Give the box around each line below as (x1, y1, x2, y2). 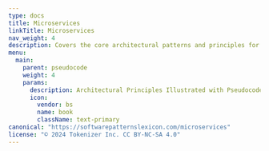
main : (15, 57, 34, 65)
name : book (37, 109, 74, 117)
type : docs (8, 11, 45, 20)
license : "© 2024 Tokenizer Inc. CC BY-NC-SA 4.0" (8, 130, 181, 138)
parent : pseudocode (22, 64, 88, 72)
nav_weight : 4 (8, 34, 56, 42)
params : (22, 78, 48, 86)
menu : (8, 49, 26, 57)
